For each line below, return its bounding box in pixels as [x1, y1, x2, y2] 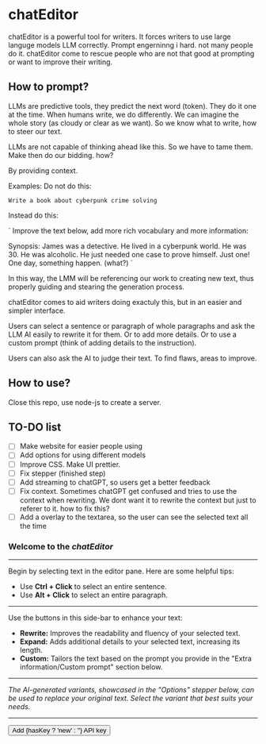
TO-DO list [8, 420, 62, 434]
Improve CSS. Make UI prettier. [19, 459, 121, 469]
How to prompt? [8, 80, 89, 94]
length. [19, 646, 44, 655]
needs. [8, 702, 31, 711]
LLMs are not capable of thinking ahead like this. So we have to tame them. [8, 141, 253, 152]
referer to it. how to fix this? [19, 503, 110, 513]
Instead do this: [8, 210, 59, 220]
